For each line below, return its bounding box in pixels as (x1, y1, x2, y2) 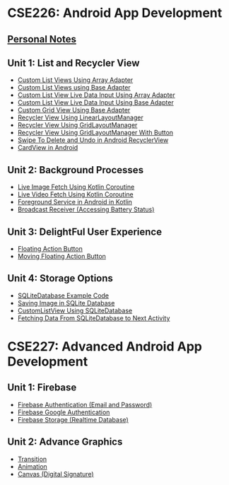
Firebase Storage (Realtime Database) (17, 415, 129, 423)
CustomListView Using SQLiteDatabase (17, 306, 133, 315)
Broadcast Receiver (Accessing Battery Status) (17, 205, 155, 214)
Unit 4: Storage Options (7, 272, 113, 284)
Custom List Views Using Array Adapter (17, 76, 134, 84)
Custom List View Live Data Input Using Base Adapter (17, 98, 175, 107)
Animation (17, 462, 47, 471)
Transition (17, 455, 47, 463)
